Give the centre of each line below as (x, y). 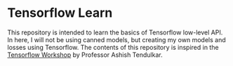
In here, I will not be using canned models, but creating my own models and (116, 39)
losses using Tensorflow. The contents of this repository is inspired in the (113, 47)
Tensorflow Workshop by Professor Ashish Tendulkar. (85, 55)
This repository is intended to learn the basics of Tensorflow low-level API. (115, 32)
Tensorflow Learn (60, 13)
